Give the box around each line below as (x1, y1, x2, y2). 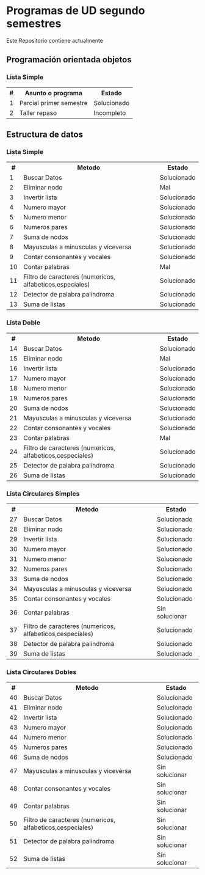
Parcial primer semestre (19, 98, 88, 107)
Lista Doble (6, 318, 41, 327)
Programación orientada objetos (6, 54, 132, 65)
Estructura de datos (6, 130, 84, 140)
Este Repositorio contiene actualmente (6, 37, 104, 44)
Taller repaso (19, 108, 57, 117)
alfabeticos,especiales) (23, 280, 90, 289)
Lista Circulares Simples (6, 489, 80, 498)
